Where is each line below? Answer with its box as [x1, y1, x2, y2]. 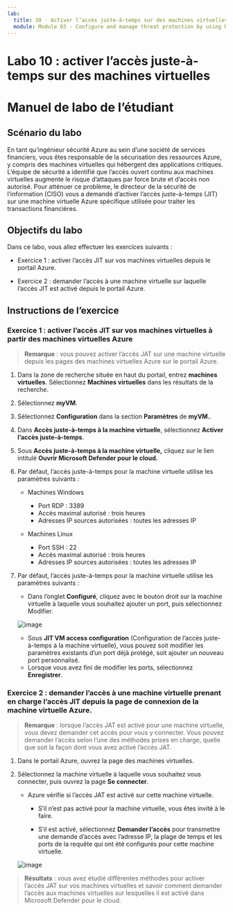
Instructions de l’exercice [7, 305, 119, 316]
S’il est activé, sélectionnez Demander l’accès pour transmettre [37, 825, 221, 833]
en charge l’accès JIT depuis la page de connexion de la [7, 697, 199, 706]
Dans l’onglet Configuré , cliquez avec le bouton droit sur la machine [27, 593, 223, 601]
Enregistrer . [27, 671, 63, 679]
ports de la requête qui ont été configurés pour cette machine [37, 840, 214, 849]
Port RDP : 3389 [37, 502, 85, 510]
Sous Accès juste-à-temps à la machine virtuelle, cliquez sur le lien [17, 447, 214, 455]
